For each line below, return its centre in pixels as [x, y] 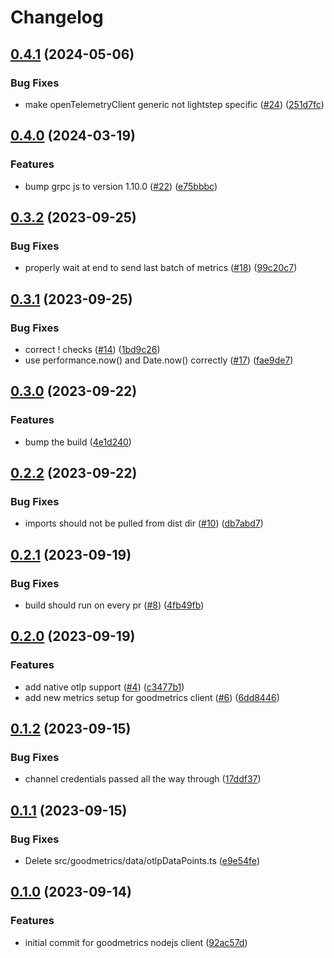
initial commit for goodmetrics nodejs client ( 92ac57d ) [136, 942]
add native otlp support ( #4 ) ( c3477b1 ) [104, 687]
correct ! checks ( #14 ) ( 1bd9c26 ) [92, 349]
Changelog [57, 17]
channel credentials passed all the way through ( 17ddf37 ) [143, 779]
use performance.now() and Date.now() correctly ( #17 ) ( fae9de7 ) [159, 360]
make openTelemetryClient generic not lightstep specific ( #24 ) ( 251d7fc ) [174, 104]
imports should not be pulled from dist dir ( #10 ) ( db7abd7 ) [144, 523]
